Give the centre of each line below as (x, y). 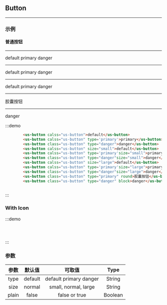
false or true (72, 295)
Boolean (113, 295)
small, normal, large (72, 287)
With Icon (17, 208)
